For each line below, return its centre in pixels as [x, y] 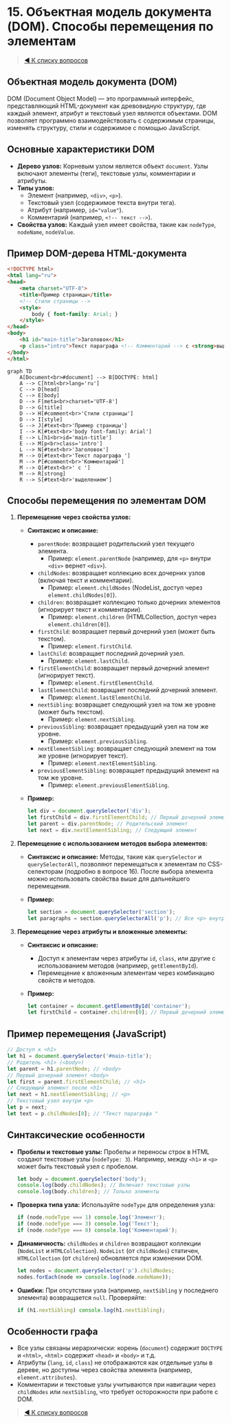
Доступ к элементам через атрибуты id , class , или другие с [126, 958]
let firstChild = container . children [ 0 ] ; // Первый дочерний [117, 1012]
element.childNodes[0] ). [82, 595]
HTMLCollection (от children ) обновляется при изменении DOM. [110, 1258]
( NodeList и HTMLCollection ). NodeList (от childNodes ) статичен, [108, 1250]
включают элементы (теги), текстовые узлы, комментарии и [106, 173]
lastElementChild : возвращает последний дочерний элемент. [128, 690]
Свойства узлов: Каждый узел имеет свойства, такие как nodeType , [117, 224]
